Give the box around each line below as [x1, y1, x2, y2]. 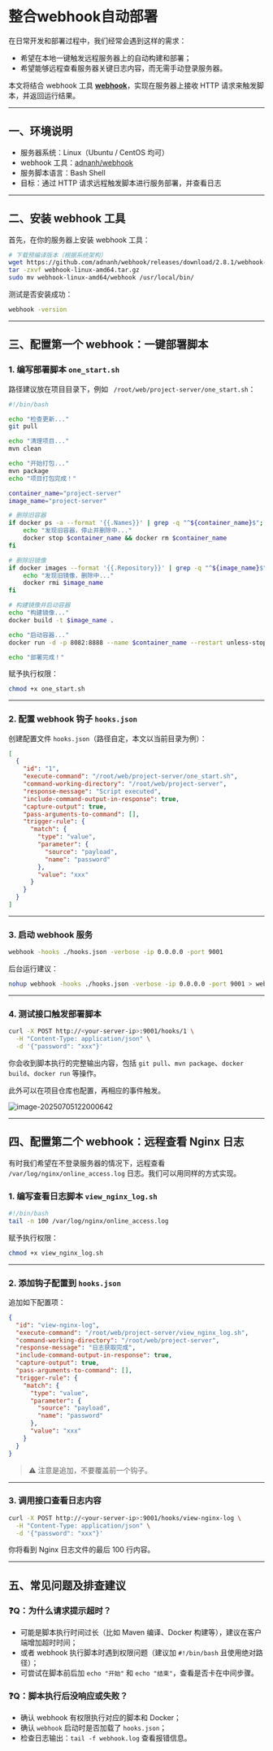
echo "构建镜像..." [8, 609, 70, 617]
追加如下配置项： [8, 1297, 66, 1307]
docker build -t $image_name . [8, 616, 115, 624]
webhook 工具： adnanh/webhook [19, 158, 134, 167]
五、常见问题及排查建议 [8, 1578, 126, 1593]
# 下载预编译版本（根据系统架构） [8, 251, 107, 259]
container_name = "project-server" [8, 489, 122, 497]
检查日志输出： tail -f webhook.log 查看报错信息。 [19, 1733, 192, 1743]
